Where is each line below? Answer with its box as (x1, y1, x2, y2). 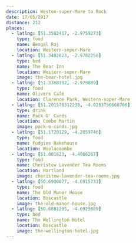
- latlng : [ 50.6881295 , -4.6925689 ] (11, 206, 101, 212)
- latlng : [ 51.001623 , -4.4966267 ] (11, 151, 99, 157)
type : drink (16, 107, 46, 113)
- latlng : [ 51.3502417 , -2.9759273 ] (11, 31, 101, 37)
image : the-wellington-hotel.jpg (16, 228, 99, 234)
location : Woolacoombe (16, 146, 72, 152)
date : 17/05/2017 (6, 14, 49, 20)
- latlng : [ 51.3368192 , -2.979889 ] (11, 80, 99, 86)
